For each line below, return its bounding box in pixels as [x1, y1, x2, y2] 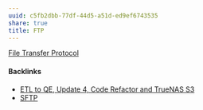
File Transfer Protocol [8, 49, 80, 58]
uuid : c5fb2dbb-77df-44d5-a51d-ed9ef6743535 [8, 11, 158, 20]
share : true [8, 19, 48, 27]
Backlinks [8, 66, 42, 76]
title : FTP [8, 26, 45, 34]
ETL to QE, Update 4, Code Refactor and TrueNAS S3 [19, 84, 195, 94]
